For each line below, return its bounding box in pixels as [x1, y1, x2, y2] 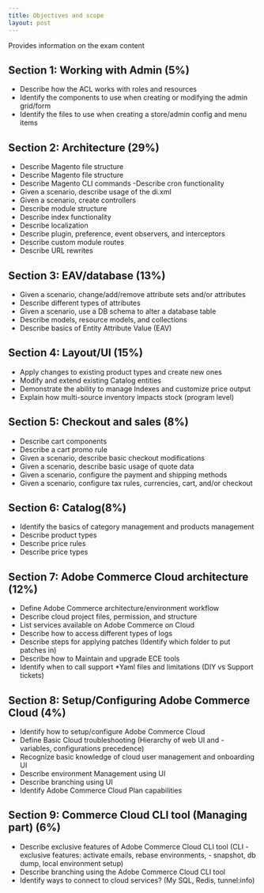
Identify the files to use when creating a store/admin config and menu [19, 110, 247, 119]
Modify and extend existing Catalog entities [19, 375, 162, 385]
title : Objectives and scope [8, 11, 104, 20]
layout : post [8, 19, 51, 27]
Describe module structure [19, 204, 107, 213]
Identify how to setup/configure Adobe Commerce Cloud [19, 727, 206, 736]
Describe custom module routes [19, 238, 125, 247]
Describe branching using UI [19, 778, 113, 786]
